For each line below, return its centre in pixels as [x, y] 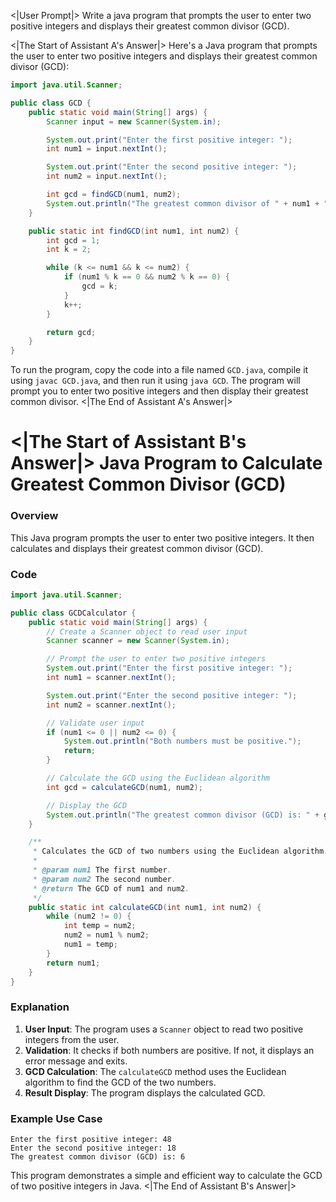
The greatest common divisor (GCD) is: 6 [98, 1157]
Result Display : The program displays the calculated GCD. [145, 1092]
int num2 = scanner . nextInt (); [111, 705]
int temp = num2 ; [100, 926]
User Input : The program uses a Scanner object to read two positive [164, 1029]
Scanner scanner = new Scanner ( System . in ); [138, 641]
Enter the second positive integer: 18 [93, 1148]
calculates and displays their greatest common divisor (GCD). [137, 548]
